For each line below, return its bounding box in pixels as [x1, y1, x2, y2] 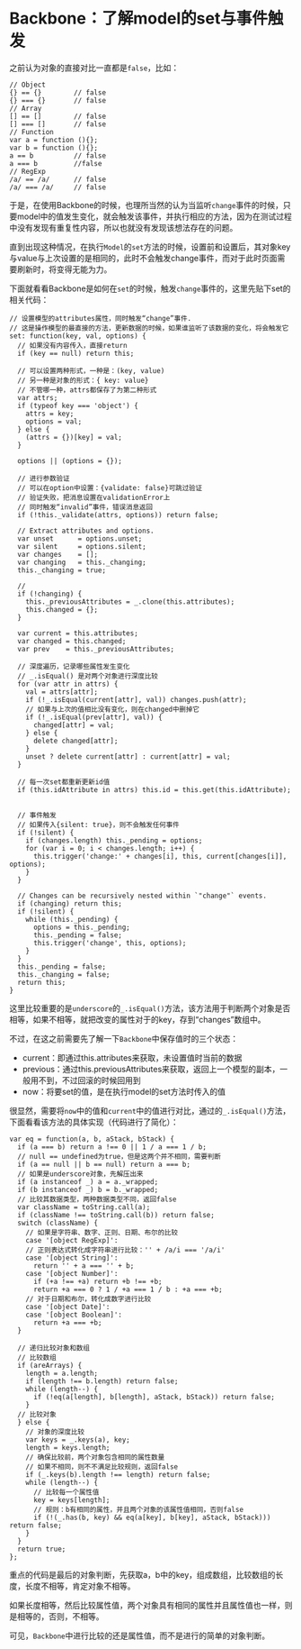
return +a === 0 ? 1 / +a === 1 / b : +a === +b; [32, 1285, 223, 1294]
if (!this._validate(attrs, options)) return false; [17, 510, 219, 519]
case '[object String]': [25, 1253, 119, 1262]
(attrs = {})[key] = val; [25, 433, 123, 442]
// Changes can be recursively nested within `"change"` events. [17, 891, 268, 900]
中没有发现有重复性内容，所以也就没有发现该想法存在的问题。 [9, 222, 238, 232]
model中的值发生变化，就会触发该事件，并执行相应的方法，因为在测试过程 [16, 211, 292, 222]
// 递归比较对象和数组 [17, 1344, 90, 1353]
